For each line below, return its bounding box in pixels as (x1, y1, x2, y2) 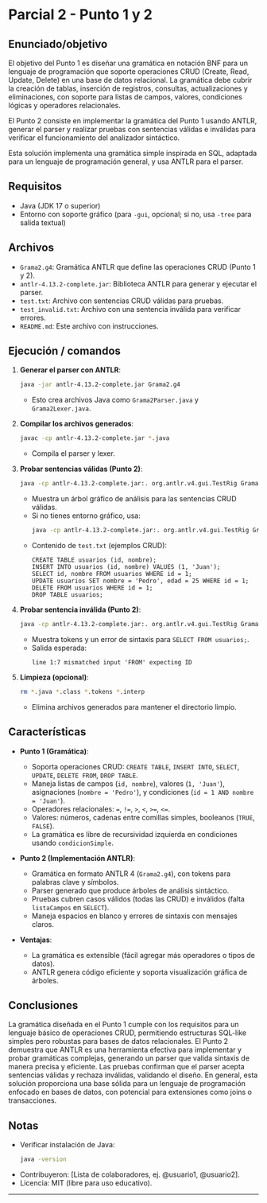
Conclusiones (8, 999, 79, 1012)
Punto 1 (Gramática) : (19, 746, 89, 756)
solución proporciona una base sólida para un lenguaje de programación (8, 1079, 246, 1088)
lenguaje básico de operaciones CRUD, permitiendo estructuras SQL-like (8, 1028, 247, 1038)
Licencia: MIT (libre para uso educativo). (19, 1178, 153, 1187)
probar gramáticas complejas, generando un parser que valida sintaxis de (8, 1053, 250, 1063)
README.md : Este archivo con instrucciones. (19, 321, 159, 331)
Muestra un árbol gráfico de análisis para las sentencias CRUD (31, 494, 237, 504)
